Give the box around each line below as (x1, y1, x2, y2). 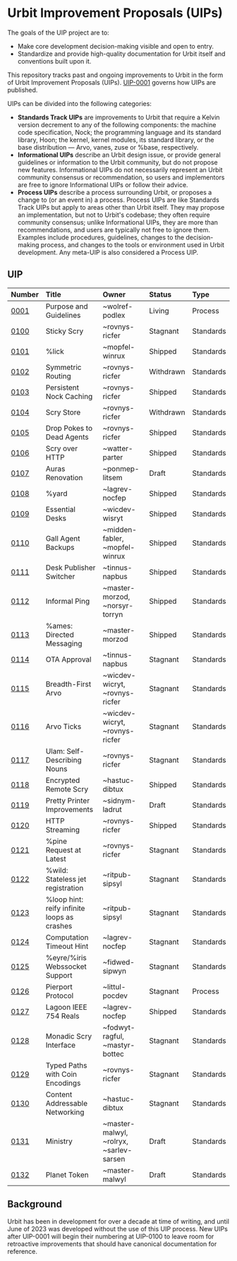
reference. (7, 1247, 37, 1255)
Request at (45, 845, 82, 855)
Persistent (45, 383, 80, 393)
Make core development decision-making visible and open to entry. (17, 42, 214, 50)
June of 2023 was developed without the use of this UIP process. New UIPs (7, 1224, 228, 1233)
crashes (45, 921, 73, 931)
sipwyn (102, 966, 127, 976)
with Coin (45, 1069, 78, 1079)
